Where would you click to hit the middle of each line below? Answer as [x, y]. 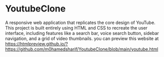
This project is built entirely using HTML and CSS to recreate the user [77, 27]
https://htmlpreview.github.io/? [37, 43]
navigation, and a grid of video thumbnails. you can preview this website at [82, 38]
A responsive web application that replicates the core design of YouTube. [80, 22]
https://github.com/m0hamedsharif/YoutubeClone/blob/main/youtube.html [82, 49]
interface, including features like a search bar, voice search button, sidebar [82, 33]
